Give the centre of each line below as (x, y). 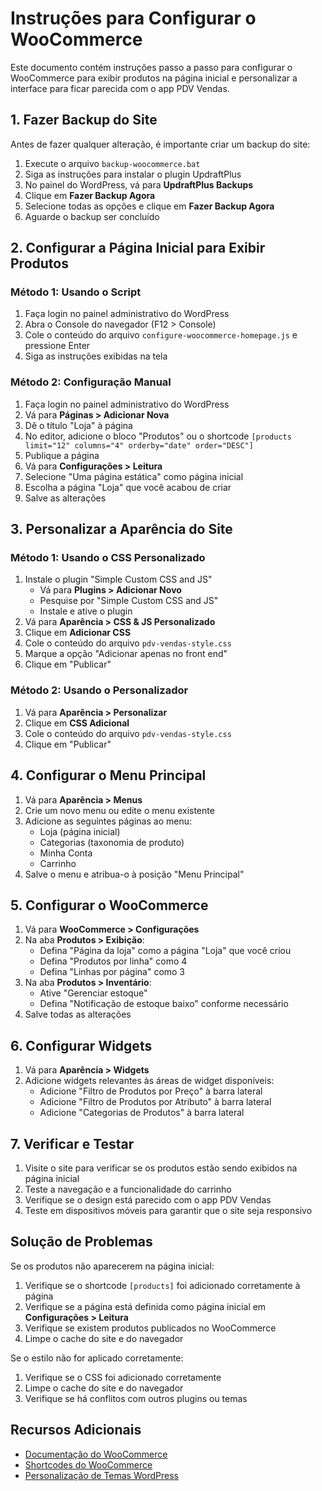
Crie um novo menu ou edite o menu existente (119, 810)
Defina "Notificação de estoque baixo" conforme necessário (164, 1004)
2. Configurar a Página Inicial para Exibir (138, 248)
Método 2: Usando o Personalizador (99, 690)
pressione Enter (57, 346)
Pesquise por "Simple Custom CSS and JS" (129, 601)
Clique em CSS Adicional (77, 723)
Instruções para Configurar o (133, 18)
